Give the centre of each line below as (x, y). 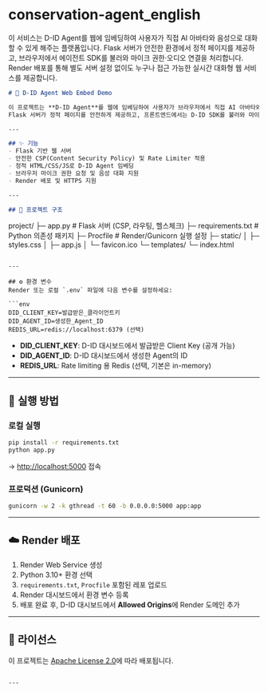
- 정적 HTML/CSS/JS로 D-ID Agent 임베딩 (71, 166)
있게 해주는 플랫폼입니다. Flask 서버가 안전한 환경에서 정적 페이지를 (129, 48)
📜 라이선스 (33, 640)
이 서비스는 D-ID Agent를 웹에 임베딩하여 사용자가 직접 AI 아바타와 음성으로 (126, 38)
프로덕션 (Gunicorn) (46, 489)
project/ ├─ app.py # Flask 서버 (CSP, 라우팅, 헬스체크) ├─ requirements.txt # (134, 226)
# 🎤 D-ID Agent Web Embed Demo (60, 93)
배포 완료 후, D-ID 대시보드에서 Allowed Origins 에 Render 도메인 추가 (130, 604)
